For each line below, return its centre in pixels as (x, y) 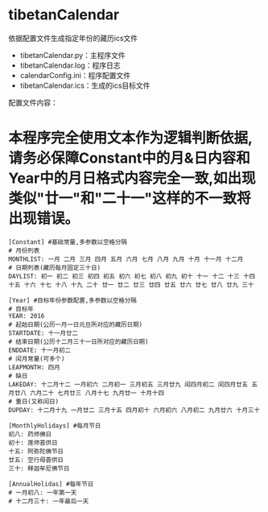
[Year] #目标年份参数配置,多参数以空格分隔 (72, 300)
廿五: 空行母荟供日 (36, 460)
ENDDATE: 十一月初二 (39, 350)
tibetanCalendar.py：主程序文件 (73, 55)
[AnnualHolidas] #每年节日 (51, 484)
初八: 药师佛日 (30, 434)
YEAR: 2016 (27, 316)
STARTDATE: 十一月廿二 (43, 333)
